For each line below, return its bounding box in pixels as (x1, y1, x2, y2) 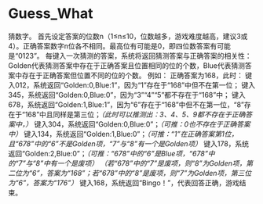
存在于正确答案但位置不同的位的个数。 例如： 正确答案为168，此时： (21, 70, 243, 80)
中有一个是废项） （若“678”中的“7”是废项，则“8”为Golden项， (42, 158, 247, 168)
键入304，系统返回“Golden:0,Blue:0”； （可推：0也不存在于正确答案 (34, 119, 251, 129)
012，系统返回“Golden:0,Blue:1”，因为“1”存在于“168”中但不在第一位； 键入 (14, 80, 256, 90)
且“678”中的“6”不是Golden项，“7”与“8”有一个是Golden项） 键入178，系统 (8, 138, 250, 149)
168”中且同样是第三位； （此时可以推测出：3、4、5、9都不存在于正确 (24, 109, 246, 119)
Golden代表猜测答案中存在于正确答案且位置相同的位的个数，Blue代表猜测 (8, 60, 246, 70)
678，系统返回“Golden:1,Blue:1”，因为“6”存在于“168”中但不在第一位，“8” (8, 99, 245, 109)
